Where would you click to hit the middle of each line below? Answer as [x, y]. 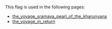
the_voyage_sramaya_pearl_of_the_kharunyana [59, 16]
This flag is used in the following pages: [45, 7]
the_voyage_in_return [34, 22]
